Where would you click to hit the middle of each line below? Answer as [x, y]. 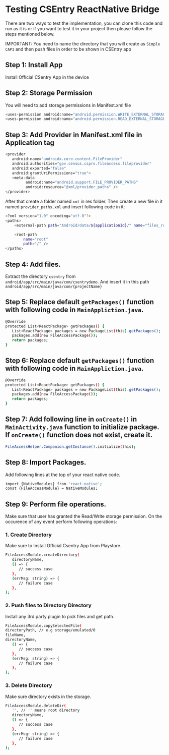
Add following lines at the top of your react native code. [63, 475]
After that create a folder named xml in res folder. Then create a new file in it [84, 201]
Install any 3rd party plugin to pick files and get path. [60, 616]
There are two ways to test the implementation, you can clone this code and [84, 23]
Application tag [30, 142]
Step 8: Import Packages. [46, 462]
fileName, [16, 635]
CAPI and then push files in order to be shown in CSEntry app [68, 49]
